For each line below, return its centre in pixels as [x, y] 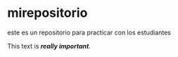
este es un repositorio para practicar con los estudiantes [89, 32]
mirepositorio [47, 13]
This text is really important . [49, 46]
